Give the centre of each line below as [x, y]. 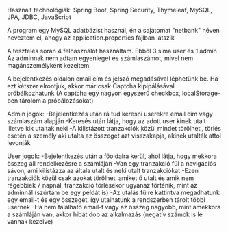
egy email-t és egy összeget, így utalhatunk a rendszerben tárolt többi [106, 200]
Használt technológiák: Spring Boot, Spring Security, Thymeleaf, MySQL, [110, 10]
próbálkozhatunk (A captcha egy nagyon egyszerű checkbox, [94, 93]
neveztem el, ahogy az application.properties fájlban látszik [91, 38]
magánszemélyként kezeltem [48, 65]
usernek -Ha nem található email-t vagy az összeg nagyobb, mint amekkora [114, 207]
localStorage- [201, 93]
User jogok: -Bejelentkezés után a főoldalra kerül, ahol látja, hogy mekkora [112, 156]
